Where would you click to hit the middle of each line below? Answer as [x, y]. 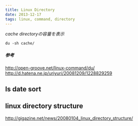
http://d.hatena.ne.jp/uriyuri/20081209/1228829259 [59, 73]
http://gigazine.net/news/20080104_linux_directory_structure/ [69, 118]
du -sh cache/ [20, 43]
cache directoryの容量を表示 [35, 34]
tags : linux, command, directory [40, 19]
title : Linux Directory [30, 10]
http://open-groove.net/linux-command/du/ [50, 68]
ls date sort [23, 89]
